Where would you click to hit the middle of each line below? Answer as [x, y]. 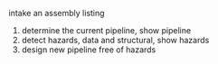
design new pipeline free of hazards [89, 50]
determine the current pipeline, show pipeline [106, 30]
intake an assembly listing [57, 13]
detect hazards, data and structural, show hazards [115, 40]
